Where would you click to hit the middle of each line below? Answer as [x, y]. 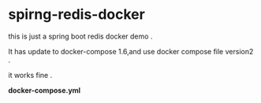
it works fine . [30, 75]
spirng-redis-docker [77, 15]
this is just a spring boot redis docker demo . [80, 36]
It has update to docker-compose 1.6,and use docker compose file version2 [131, 51]
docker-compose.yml [45, 90]
